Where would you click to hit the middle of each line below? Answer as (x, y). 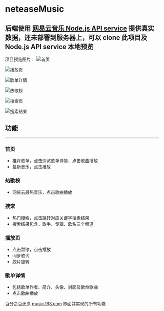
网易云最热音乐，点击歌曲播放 (42, 192)
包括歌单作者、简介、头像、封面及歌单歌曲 (55, 287)
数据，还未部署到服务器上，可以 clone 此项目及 (76, 37)
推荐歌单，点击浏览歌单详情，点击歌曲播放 (55, 161)
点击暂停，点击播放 (31, 249)
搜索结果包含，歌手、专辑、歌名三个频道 (53, 224)
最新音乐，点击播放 (31, 167)
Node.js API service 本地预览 (49, 47)
